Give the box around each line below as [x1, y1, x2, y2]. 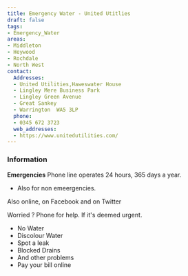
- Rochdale [7, 55, 39, 62]
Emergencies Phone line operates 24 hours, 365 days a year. [7, 170, 182, 179]
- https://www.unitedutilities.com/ [13, 132, 118, 139]
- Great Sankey [13, 100, 57, 107]
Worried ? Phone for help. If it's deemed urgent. [7, 210, 143, 219]
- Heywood [7, 49, 36, 56]
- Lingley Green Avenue [13, 94, 81, 101]
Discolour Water [17, 231, 63, 239]
